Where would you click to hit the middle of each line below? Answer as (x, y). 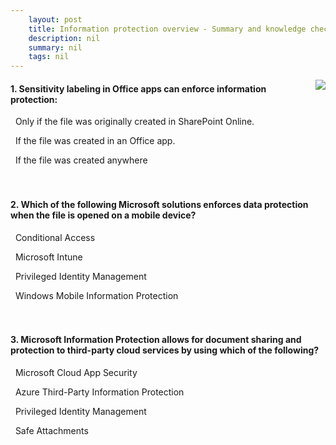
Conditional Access (55, 237)
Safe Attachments (51, 430)
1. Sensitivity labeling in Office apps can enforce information (138, 88)
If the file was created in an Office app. (95, 141)
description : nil (64, 38)
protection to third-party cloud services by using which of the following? (165, 350)
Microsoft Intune (48, 257)
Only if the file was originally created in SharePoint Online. (134, 122)
